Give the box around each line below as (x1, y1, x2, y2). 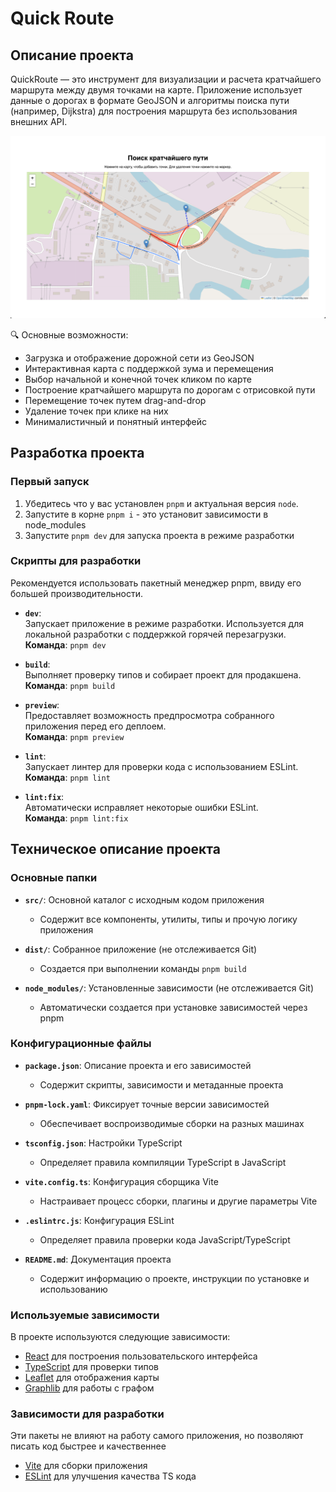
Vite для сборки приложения (24, 1460, 148, 1472)
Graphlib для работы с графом (24, 1382, 155, 1394)
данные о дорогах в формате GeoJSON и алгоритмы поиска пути (10, 95, 290, 106)
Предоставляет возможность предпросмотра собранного (24, 709, 275, 721)
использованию (39, 1283, 108, 1295)
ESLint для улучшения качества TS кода (24, 1470, 197, 1482)
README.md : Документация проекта (24, 1253, 172, 1265)
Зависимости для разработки (10, 1407, 165, 1421)
